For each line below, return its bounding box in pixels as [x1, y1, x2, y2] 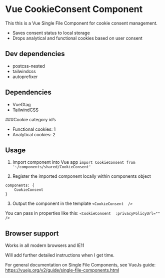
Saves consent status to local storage [12, 30, 90, 36]
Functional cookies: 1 [12, 126, 56, 132]
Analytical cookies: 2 [12, 131, 56, 137]
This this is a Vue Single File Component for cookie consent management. [5, 20, 157, 26]
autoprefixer [12, 74, 38, 80]
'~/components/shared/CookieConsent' [12, 164, 91, 170]
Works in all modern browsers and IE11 [5, 242, 84, 248]
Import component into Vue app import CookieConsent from [12, 159, 136, 165]
